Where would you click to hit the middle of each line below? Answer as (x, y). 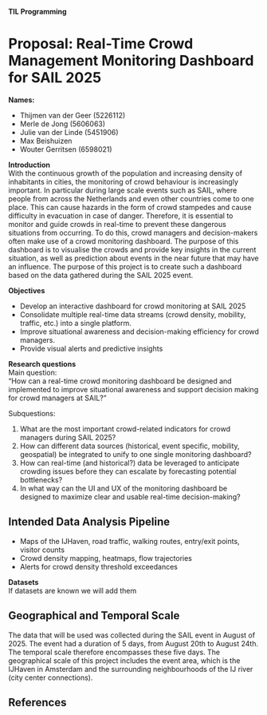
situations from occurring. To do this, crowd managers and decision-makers (133, 232)
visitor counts (42, 550)
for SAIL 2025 (55, 78)
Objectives (27, 290)
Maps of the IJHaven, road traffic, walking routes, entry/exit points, (130, 541)
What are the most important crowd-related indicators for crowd (125, 429)
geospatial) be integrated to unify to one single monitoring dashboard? (135, 454)
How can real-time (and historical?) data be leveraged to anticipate (130, 463)
